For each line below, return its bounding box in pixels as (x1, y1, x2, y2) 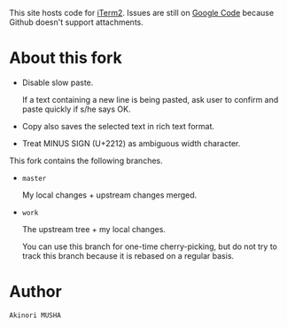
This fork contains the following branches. (9, 155, 163, 166)
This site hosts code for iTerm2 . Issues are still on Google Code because (9, 8, 275, 18)
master (21, 174, 47, 183)
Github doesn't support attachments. (9, 17, 143, 27)
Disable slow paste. (21, 77, 94, 88)
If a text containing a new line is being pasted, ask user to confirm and (21, 94, 279, 105)
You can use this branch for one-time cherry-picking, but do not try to (21, 241, 277, 252)
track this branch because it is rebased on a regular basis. (21, 250, 235, 261)
